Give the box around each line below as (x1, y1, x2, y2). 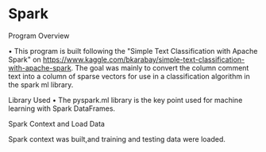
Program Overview (8, 31, 70, 40)
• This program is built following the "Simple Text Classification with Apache (8, 46, 258, 55)
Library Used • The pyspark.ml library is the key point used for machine (8, 95, 243, 104)
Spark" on (8, 55, 41, 64)
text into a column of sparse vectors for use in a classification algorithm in (8, 71, 250, 81)
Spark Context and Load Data (8, 119, 106, 128)
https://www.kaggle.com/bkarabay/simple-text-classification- (42, 55, 245, 64)
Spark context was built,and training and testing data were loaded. (8, 134, 226, 143)
